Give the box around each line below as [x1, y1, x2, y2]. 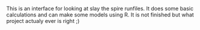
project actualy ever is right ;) [6, 18, 80, 24]
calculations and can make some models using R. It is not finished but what [6, 11, 194, 18]
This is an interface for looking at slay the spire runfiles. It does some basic [6, 5, 194, 12]
